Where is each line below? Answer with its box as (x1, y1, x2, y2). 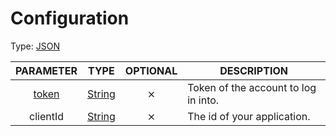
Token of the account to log (187, 80, 317, 94)
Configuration (10, 7, 130, 30)
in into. (187, 93, 220, 107)
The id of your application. (187, 109, 311, 123)
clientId (28, 109, 64, 123)
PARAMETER (15, 63, 78, 77)
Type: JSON (10, 40, 60, 52)
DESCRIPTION (219, 63, 288, 77)
